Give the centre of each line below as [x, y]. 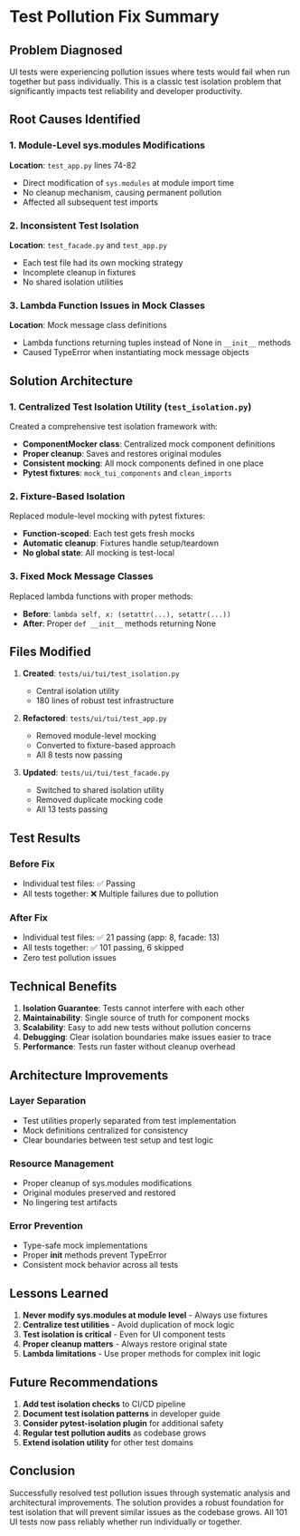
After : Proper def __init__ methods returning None [119, 623]
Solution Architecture [71, 381]
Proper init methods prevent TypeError [94, 1255]
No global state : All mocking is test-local [98, 553]
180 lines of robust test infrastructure [105, 700]
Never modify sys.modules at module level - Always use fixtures [145, 1315]
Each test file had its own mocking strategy [103, 262]
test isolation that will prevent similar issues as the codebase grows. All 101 [148, 1512]
